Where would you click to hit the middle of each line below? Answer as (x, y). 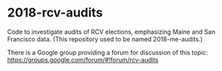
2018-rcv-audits (55, 13)
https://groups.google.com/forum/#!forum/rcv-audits (83, 59)
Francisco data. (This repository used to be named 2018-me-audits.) (105, 39)
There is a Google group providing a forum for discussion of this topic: (108, 52)
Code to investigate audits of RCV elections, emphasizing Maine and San (111, 32)
